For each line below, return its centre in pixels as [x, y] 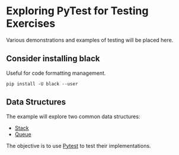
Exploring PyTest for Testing [77, 11]
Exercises [31, 23]
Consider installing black [53, 58]
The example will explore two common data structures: [73, 116]
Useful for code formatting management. [56, 73]
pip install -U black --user [42, 84]
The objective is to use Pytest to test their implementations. [79, 145]
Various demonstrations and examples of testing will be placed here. [90, 40]
